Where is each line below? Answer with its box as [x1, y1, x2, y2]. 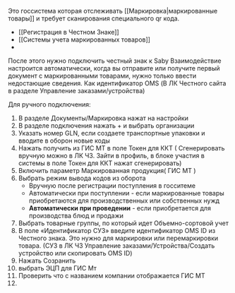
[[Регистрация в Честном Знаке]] [18, 28, 119, 36]
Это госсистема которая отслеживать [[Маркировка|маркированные [8, 7, 218, 15]
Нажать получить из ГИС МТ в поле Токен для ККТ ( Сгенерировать [18, 144, 225, 152]
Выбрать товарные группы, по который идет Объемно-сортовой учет [18, 219, 229, 227]
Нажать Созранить [18, 256, 76, 265]
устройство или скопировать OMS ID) [18, 249, 133, 257]
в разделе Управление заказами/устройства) [8, 87, 145, 95]
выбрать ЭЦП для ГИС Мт [18, 264, 97, 272]
